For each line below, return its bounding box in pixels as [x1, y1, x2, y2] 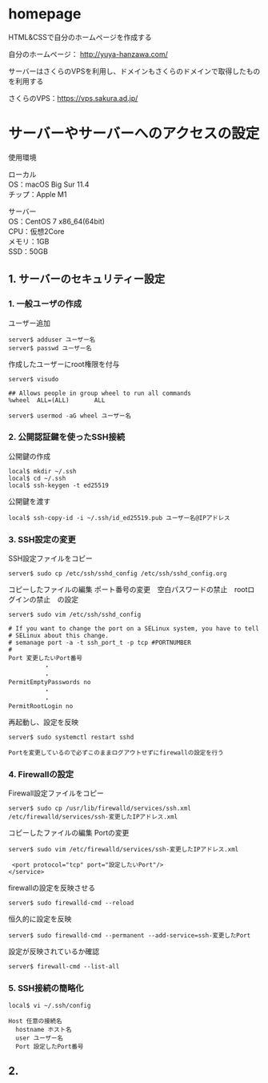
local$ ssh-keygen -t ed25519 [8, 481, 110, 489]
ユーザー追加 [8, 318, 50, 328]
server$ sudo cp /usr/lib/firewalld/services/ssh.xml [8, 804, 192, 813]
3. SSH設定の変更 [8, 533, 76, 545]
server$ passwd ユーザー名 [8, 344, 92, 352]
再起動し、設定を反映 [8, 718, 78, 727]
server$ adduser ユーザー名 [8, 336, 96, 344]
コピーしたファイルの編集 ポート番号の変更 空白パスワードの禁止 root [8, 585, 248, 594]
